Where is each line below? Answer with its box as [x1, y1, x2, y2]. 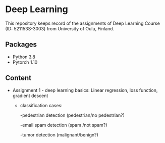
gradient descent [12, 92, 48, 99]
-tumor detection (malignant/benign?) [20, 131, 98, 137]
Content [5, 74, 32, 82]
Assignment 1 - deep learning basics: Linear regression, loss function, [12, 87, 158, 93]
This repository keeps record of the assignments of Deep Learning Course [5, 20, 160, 26]
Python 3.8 [12, 54, 35, 60]
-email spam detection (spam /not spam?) [20, 122, 107, 128]
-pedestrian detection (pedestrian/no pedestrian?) [20, 112, 125, 118]
